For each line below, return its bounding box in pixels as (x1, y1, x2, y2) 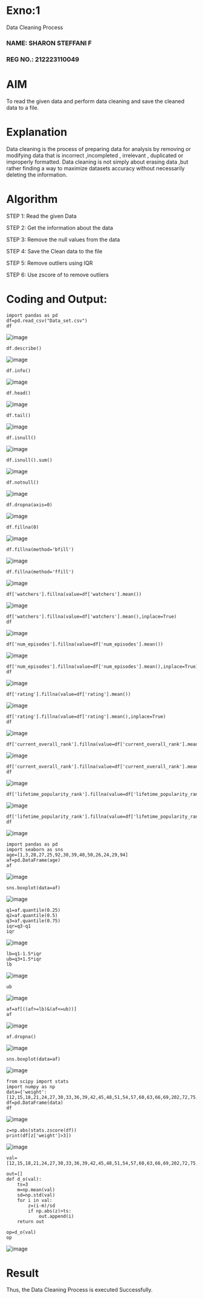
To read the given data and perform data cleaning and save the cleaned (6, 98, 185, 105)
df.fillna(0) (6, 524, 39, 530)
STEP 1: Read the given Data (6, 212, 77, 219)
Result (6, 1266, 39, 1280)
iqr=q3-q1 (6, 923, 31, 929)
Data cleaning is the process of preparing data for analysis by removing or (6, 145, 192, 152)
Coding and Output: (6, 292, 108, 306)
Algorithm (6, 192, 58, 206)
